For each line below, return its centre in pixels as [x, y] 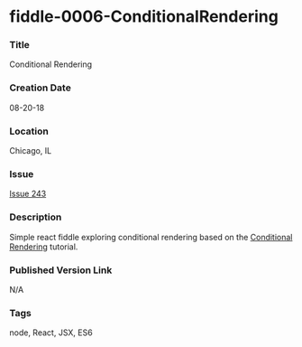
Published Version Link [61, 270]
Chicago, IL [31, 151]
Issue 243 [28, 194]
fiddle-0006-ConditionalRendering [144, 17]
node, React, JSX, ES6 [51, 333]
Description [36, 217]
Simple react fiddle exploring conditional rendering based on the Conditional [151, 237]
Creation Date [41, 88]
